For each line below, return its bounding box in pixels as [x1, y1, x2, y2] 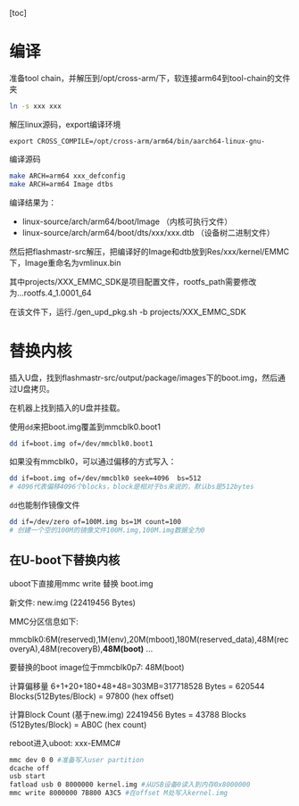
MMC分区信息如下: [9, 616, 79, 627]
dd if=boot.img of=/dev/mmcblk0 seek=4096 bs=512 [9, 474, 202, 483]
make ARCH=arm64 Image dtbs [9, 179, 114, 188]
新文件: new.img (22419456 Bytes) [9, 597, 137, 608]
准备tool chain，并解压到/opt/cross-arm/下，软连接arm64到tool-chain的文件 [9, 72, 291, 83]
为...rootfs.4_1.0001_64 [9, 287, 92, 298]
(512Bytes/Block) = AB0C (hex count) [9, 719, 147, 730]
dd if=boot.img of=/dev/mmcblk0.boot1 [9, 439, 154, 448]
